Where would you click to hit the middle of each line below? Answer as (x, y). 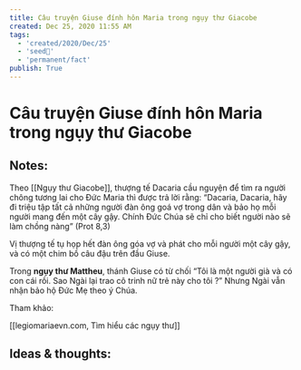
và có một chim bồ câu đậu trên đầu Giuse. (90, 253)
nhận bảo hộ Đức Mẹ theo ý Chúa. (73, 290)
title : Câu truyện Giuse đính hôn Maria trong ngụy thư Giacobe (133, 18)
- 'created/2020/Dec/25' (64, 43)
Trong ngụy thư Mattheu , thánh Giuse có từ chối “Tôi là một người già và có (151, 271)
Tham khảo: (32, 307)
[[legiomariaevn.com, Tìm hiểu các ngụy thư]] (95, 325)
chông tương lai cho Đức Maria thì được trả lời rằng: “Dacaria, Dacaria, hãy (148, 197)
